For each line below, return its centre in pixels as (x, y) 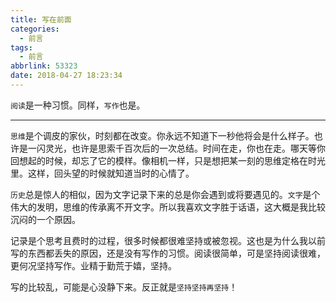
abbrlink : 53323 (44, 66)
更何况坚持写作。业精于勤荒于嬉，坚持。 (93, 265)
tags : (21, 47)
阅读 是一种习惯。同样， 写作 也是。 (78, 105)
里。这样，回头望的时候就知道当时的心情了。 (102, 173)
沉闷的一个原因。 (45, 219)
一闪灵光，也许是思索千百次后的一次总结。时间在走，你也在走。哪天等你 (176, 148)
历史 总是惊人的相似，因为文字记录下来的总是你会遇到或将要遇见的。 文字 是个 (165, 194)
